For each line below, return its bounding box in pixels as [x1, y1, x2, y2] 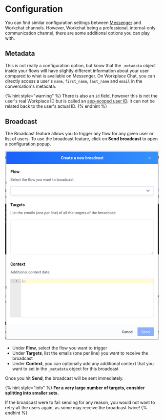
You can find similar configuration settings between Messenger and [5, 20, 142, 25]
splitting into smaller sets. [5, 390, 59, 395]
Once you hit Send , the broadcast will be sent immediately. [5, 375, 123, 381]
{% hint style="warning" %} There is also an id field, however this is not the [5, 93, 158, 99]
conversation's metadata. [5, 83, 56, 89]
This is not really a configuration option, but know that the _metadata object [5, 62, 156, 68]
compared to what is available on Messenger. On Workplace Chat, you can [5, 73, 155, 79]
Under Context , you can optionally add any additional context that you [12, 360, 154, 366]
